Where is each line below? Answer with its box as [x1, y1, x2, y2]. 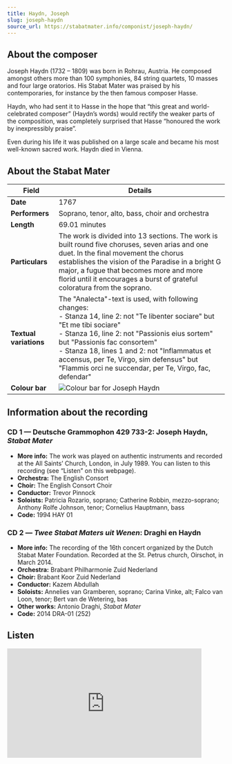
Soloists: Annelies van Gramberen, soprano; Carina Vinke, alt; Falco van [17, 587, 223, 595]
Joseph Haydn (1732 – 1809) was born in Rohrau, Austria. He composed [7, 67, 212, 75]
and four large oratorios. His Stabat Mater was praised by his [7, 82, 181, 90]
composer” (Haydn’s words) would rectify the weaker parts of [39, 110, 215, 118]
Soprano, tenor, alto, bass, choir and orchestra [58, 209, 209, 218]
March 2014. [17, 558, 53, 566]
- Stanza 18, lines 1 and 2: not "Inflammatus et [58, 346, 212, 355]
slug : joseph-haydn [7, 17, 64, 24]
